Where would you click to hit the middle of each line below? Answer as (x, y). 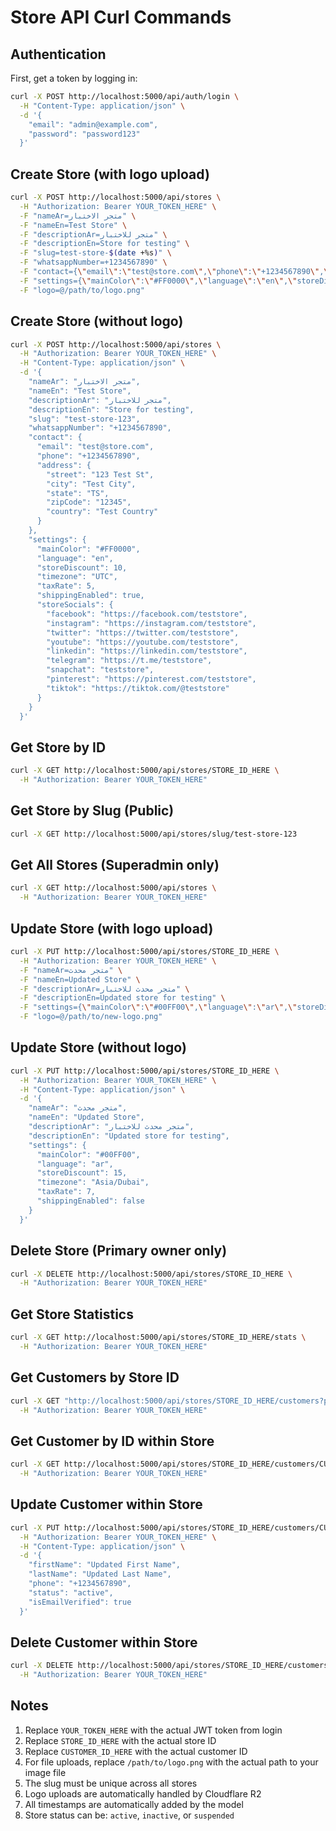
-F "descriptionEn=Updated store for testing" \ (122, 998)
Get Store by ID (58, 747)
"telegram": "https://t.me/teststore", (129, 661)
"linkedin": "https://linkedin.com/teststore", (147, 651)
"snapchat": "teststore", (100, 670)
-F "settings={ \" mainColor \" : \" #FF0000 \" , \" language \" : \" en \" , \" (158, 281)
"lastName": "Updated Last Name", (100, 1574)
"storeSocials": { (75, 605)
